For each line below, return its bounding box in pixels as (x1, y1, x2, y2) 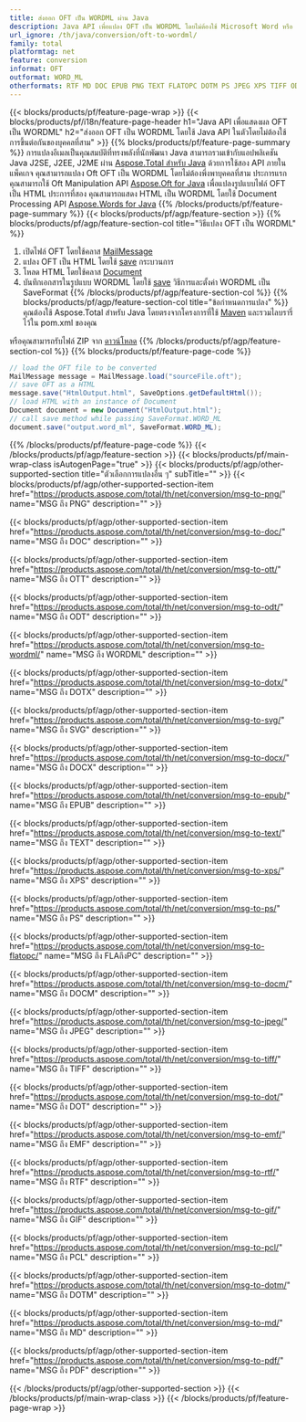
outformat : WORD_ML (9, 73, 84, 82)
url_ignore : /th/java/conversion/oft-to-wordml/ (9, 30, 198, 39)
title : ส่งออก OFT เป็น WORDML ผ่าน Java (9, 13, 149, 23)
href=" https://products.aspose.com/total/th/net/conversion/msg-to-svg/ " (9, 714, 285, 725)
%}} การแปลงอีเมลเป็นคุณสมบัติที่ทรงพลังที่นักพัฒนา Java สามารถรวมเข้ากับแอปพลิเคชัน (9, 147, 279, 158)
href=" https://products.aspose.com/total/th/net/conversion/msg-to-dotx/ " (9, 677, 289, 688)
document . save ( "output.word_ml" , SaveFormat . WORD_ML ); (9, 422, 222, 432)
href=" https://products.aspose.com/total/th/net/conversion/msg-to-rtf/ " (9, 1166, 280, 1177)
